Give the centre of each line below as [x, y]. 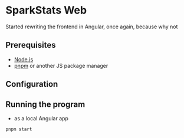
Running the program [45, 104]
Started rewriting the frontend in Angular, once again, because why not [92, 27]
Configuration [32, 84]
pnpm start [19, 129]
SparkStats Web [46, 10]
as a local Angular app [41, 118]
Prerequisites [31, 45]
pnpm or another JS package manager [61, 65]
